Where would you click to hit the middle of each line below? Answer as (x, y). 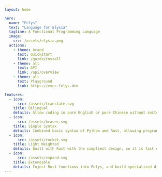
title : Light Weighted (36, 144)
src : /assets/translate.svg (46, 104)
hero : (10, 18)
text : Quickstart (35, 54)
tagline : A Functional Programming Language (54, 32)
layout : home (18, 9)
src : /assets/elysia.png (38, 41)
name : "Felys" (23, 23)
